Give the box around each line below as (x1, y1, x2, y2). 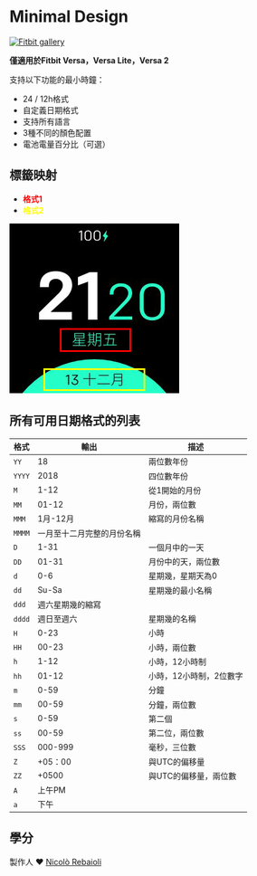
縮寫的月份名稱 (148, 513, 205, 524)
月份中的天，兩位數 (148, 557, 220, 567)
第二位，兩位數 (148, 728, 205, 738)
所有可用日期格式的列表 (9, 414, 140, 429)
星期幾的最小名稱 (148, 585, 213, 595)
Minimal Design (9, 6, 129, 27)
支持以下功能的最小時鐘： (9, 74, 105, 85)
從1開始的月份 (148, 484, 202, 495)
